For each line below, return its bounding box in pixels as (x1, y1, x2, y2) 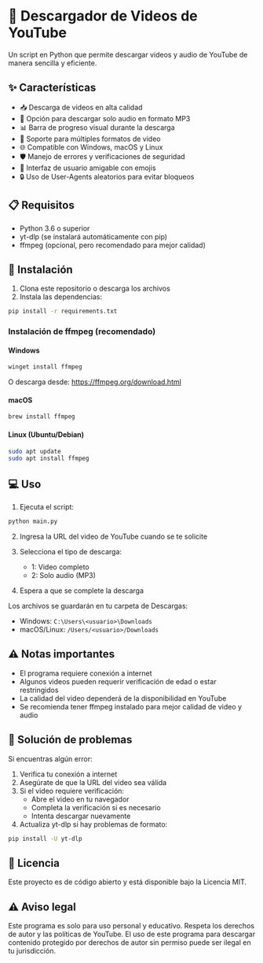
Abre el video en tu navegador (31, 794, 130, 804)
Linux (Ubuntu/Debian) (8, 429, 85, 439)
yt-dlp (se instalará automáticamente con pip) (19, 231, 167, 241)
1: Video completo (31, 562, 89, 572)
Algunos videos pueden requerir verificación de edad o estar (19, 676, 217, 686)
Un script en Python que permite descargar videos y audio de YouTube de (8, 50, 248, 59)
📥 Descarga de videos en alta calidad (19, 102, 143, 112)
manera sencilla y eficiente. (8, 58, 97, 68)
